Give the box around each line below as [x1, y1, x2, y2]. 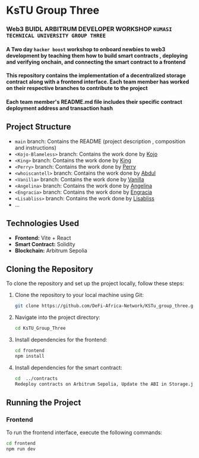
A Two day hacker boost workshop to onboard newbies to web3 [6, 45, 166, 52]
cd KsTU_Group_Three [14, 326, 66, 332]
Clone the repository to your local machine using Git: [14, 292, 144, 299]
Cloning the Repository [6, 264, 93, 274]
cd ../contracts [14, 375, 58, 382]
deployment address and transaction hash [6, 104, 113, 112]
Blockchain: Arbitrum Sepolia [14, 247, 87, 254]
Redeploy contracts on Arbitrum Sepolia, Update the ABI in [14, 381, 167, 387]
